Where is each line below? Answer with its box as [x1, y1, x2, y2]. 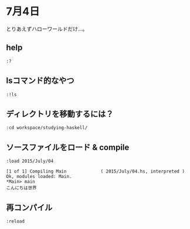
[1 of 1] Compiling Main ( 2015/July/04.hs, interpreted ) [6, 169, 185, 174]
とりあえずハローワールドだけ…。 [6, 25, 88, 32]
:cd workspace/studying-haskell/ [6, 125, 88, 131]
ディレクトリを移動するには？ [6, 109, 114, 119]
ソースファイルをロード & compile [6, 142, 130, 152]
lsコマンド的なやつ [6, 76, 74, 86]
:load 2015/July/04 [6, 159, 54, 164]
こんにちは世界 [6, 185, 37, 191]
